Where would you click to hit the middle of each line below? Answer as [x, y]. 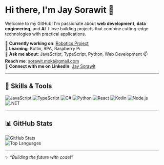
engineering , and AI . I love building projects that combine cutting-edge [77, 28]
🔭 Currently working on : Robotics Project [47, 43]
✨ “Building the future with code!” [39, 157]
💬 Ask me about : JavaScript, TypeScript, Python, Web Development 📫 [76, 54]
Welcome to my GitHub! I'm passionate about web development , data [76, 23]
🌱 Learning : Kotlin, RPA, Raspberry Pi [43, 48]
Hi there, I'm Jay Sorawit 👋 [60, 10]
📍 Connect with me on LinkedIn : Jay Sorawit [50, 66]
